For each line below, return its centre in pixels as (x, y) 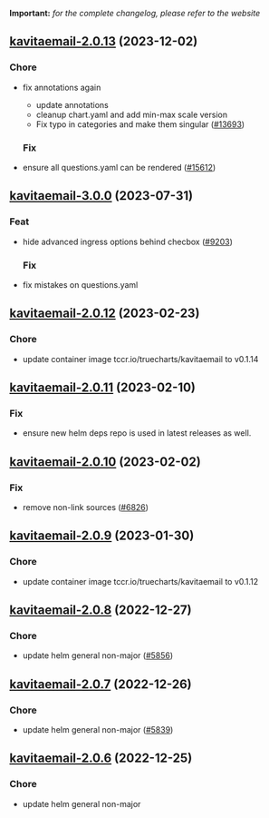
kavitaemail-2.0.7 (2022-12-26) (101, 684)
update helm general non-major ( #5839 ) (98, 730)
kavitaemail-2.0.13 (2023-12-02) (104, 41)
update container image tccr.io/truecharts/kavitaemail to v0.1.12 (140, 581)
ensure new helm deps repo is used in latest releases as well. (137, 433)
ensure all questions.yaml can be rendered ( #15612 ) (119, 167)
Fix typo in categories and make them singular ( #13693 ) (140, 124)
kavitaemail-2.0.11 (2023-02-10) (103, 388)
